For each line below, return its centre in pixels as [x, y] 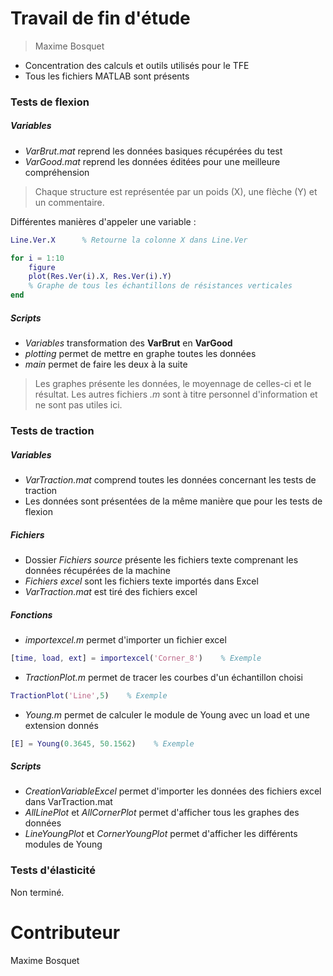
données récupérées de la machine [97, 570]
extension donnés [61, 725]
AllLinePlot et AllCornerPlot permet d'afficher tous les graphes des [162, 813]
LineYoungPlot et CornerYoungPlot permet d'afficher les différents [161, 834]
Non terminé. [37, 892]
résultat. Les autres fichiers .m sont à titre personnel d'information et [176, 394]
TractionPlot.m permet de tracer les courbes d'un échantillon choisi [163, 677]
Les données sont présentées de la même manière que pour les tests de [173, 501]
